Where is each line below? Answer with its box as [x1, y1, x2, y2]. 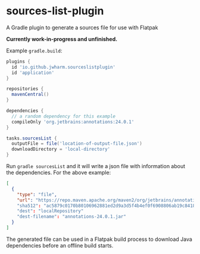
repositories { [6, 86, 44, 92]
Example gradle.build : [6, 47, 62, 54]
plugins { [6, 58, 31, 64]
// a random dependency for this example [11, 113, 116, 119]
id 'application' [11, 70, 55, 76]
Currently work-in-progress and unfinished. [6, 35, 118, 42]
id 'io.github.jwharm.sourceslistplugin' [11, 64, 116, 70]
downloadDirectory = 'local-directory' [11, 146, 111, 153]
